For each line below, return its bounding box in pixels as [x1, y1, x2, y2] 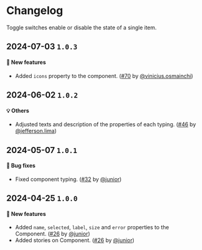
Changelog [6, 4, 63, 18]
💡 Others [6, 107, 29, 114]
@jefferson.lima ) [15, 127, 57, 135]
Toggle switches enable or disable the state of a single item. [6, 24, 157, 31]
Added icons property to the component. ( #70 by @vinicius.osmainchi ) [15, 72, 193, 79]
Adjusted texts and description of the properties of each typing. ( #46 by [15, 121, 197, 128]
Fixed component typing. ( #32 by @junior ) [15, 175, 122, 183]
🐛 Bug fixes [6, 162, 36, 170]
